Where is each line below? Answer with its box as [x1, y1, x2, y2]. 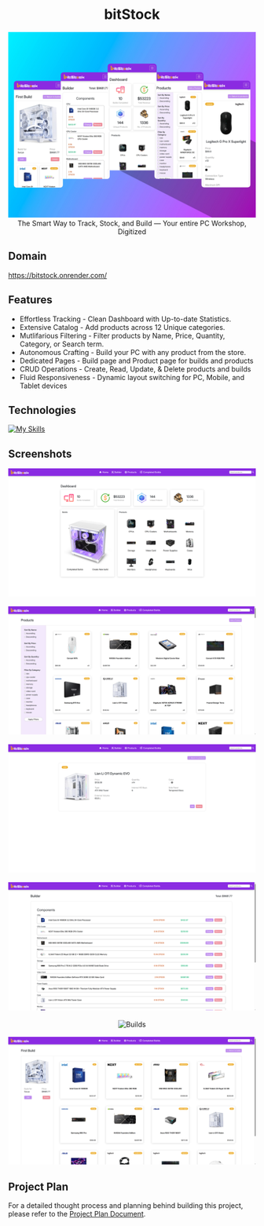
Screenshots [8, 447, 72, 460]
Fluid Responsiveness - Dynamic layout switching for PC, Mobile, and [19, 372, 245, 382]
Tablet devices [19, 381, 68, 390]
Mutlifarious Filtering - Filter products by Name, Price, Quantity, [19, 331, 225, 340]
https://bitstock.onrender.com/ [8, 270, 108, 280]
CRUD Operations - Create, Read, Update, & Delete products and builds [19, 364, 251, 374]
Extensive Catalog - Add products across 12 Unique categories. [19, 322, 225, 331]
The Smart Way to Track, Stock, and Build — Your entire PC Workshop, [17, 218, 247, 228]
